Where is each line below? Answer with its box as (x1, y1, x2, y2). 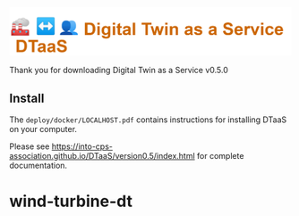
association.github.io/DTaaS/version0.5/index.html (9, 151, 195, 161)
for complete (196, 151, 244, 161)
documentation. (9, 160, 68, 170)
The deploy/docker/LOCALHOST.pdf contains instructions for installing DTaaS (9, 114, 287, 125)
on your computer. (9, 124, 78, 134)
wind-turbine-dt (9, 191, 132, 212)
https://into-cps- (51, 141, 114, 152)
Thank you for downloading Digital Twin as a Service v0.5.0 (9, 65, 228, 76)
